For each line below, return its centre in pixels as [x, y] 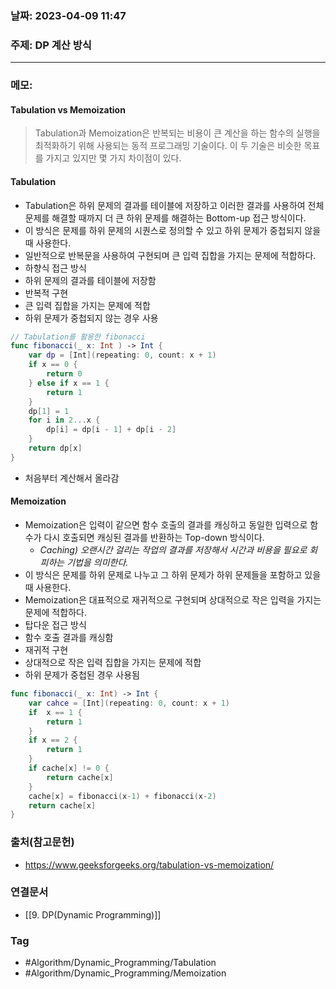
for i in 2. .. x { [64, 420]
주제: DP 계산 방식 [51, 45]
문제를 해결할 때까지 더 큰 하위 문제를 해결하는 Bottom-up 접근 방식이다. [165, 218]
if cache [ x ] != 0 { [69, 768]
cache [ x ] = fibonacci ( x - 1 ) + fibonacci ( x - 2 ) [122, 796]
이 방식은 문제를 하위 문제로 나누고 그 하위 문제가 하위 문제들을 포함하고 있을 [173, 575]
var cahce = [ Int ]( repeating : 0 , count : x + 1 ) [129, 703]
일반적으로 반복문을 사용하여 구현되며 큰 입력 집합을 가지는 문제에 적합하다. [170, 255]
